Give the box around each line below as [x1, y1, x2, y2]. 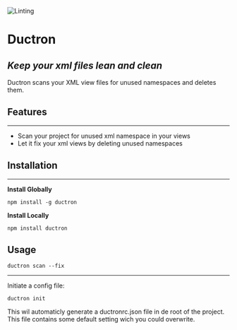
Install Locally [7, 211, 49, 219]
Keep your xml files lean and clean [7, 59, 162, 71]
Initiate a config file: [7, 281, 65, 290]
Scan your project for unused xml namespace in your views [17, 131, 190, 140]
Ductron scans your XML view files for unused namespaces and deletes [7, 78, 217, 86]
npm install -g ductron [7, 199, 78, 206]
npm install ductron [7, 225, 68, 232]
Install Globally [7, 184, 52, 194]
